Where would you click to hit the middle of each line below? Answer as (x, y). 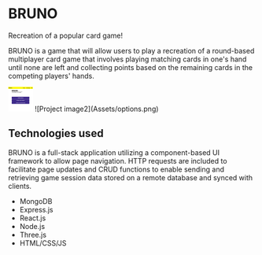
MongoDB (36, 201)
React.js (33, 218)
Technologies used (56, 133)
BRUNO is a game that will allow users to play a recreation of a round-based (131, 50)
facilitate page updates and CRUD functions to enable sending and (116, 169)
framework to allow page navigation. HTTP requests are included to (118, 161)
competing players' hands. (51, 76)
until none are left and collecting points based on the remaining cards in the (131, 67)
